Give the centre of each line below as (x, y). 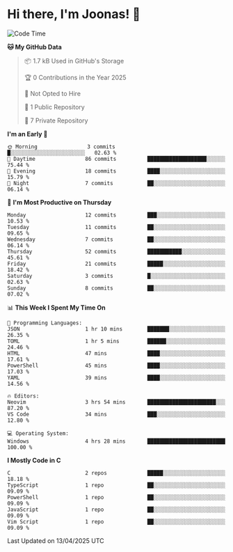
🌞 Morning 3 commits (62, 147)
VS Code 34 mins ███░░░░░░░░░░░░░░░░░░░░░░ (116, 414)
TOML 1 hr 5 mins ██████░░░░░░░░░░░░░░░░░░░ (116, 341)
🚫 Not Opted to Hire (53, 93)
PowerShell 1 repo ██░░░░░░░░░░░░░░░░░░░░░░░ (116, 497)
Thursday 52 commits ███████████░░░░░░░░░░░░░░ (116, 251)
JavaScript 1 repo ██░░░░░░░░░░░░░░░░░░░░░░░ (116, 510)
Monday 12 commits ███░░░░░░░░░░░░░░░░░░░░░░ (116, 215)
